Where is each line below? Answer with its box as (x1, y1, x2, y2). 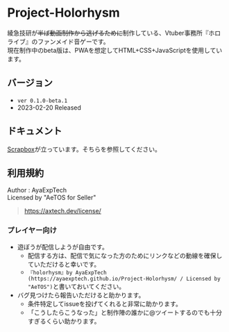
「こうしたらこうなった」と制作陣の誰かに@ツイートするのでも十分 (27, 308, 223, 317)
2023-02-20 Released (17, 103, 82, 112)
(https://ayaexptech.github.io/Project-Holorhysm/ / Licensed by (27, 275, 221, 282)
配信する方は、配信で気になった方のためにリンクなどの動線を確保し (27, 251, 223, 260)
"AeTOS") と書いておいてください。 (27, 282, 126, 290)
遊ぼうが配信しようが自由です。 (17, 242, 109, 251)
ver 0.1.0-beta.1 (17, 97, 68, 104)
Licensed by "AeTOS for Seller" (7, 193, 96, 202)
